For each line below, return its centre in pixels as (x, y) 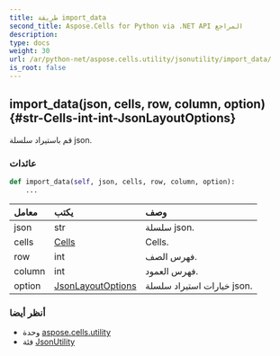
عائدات (23, 163)
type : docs (30, 43)
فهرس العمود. (172, 271)
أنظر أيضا (27, 313)
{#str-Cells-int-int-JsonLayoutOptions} (123, 118)
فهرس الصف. (172, 256)
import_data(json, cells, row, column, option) (137, 104)
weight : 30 (30, 51)
